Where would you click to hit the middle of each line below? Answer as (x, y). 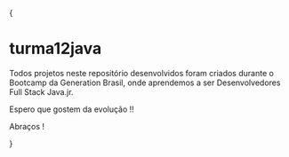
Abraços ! (27, 126)
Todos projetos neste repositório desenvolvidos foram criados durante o (141, 73)
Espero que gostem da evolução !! (72, 109)
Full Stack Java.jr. (41, 91)
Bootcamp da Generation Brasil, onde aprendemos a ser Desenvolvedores (145, 82)
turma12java (56, 49)
